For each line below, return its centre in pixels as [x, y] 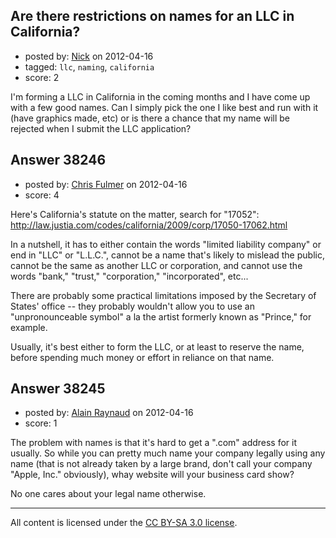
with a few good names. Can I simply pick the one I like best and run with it [164, 107]
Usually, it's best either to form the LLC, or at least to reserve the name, [157, 346]
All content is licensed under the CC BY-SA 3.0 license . [124, 523]
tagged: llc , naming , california [89, 66]
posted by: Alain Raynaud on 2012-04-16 [109, 413]
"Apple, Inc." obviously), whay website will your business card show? [152, 475]
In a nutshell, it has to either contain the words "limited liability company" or [166, 244]
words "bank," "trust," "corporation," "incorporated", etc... [129, 276]
